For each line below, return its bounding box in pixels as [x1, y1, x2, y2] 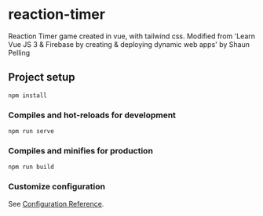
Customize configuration [8, 182, 106, 193]
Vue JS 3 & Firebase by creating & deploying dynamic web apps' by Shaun [8, 39, 250, 49]
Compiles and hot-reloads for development [8, 110, 177, 121]
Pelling [8, 48, 31, 57]
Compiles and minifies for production [8, 145, 153, 156]
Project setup [8, 70, 76, 84]
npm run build [8, 163, 55, 171]
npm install [8, 92, 47, 99]
